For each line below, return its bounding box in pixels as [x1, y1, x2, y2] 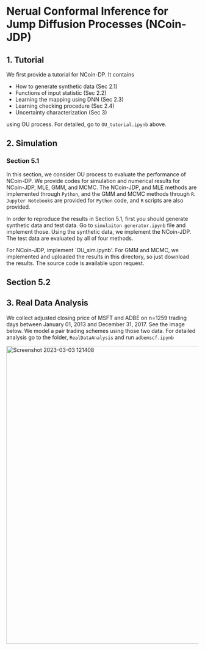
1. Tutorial [6, 54, 45, 65]
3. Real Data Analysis [6, 298, 88, 308]
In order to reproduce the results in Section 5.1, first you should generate [6, 215, 189, 222]
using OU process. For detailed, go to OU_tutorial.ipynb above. [6, 121, 167, 128]
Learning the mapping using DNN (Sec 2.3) [15, 96, 124, 103]
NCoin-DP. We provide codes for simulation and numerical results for [6, 177, 181, 184]
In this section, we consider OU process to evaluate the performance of [6, 170, 186, 178]
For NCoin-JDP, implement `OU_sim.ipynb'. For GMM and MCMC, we [6, 246, 179, 253]
